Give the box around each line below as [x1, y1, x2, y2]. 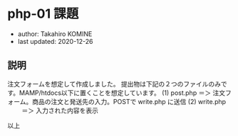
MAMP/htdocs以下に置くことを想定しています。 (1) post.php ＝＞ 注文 [19, 89, 226, 97]
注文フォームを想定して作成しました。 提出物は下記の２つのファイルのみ [7, 79, 222, 88]
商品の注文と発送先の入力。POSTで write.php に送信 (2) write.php [31, 97, 227, 106]
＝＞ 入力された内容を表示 [21, 106, 98, 115]
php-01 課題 [7, 6, 79, 22]
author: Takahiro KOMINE [17, 29, 93, 38]
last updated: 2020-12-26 [17, 37, 93, 45]
